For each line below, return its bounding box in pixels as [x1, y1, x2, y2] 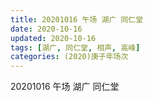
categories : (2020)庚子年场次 [10, 52, 129, 62]
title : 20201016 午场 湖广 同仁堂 [10, 14, 144, 25]
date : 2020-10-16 [10, 24, 83, 34]
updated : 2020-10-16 [10, 33, 97, 43]
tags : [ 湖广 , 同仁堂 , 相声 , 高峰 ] [10, 42, 141, 53]
